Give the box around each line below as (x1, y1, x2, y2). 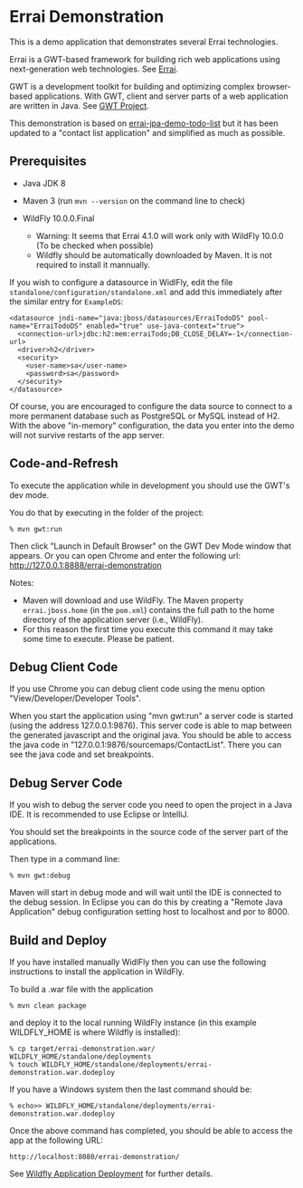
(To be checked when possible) (35, 240, 154, 251)
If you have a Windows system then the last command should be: (9, 1084, 252, 1095)
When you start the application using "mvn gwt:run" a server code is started (9, 711, 294, 722)
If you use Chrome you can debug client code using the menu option (9, 684, 265, 695)
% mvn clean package (9, 1001, 88, 1011)
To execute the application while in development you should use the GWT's (9, 480, 290, 491)
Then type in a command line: (9, 854, 120, 865)
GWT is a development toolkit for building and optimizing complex (9, 81, 255, 91)
